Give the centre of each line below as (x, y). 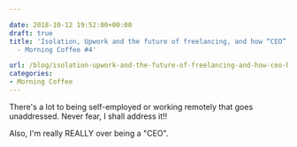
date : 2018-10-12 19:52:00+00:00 (71, 25)
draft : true (31, 33)
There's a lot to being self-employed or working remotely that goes (131, 107)
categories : (31, 74)
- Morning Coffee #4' (57, 49)
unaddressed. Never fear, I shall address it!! (88, 116)
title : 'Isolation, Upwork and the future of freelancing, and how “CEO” (148, 41)
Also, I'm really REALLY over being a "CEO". (89, 133)
